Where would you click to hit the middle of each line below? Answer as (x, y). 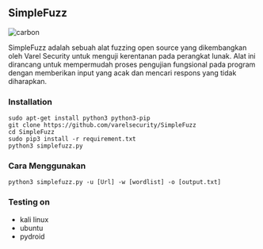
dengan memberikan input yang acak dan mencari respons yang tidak (122, 73)
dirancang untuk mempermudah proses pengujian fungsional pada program (132, 64)
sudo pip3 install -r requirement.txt (72, 139)
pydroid (32, 236)
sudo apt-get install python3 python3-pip (79, 118)
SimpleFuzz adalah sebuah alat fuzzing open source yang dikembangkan (128, 48)
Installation (30, 102)
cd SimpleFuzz (32, 132)
